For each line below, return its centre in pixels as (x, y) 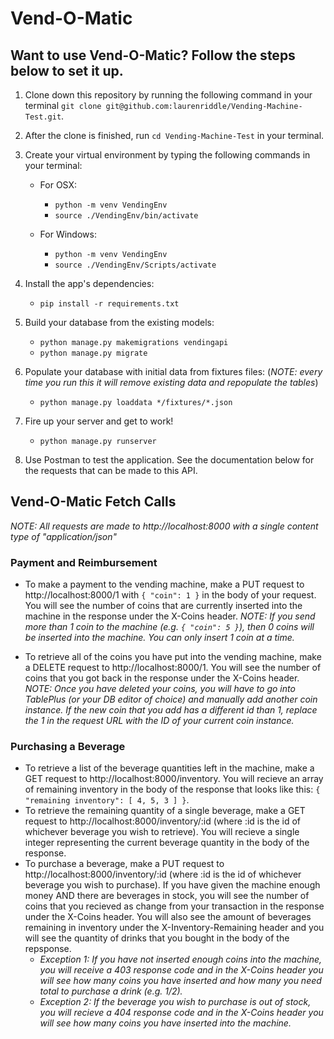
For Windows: (68, 234)
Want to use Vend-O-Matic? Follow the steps (153, 55)
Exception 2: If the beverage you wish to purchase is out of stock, (175, 1002)
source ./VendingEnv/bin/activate (126, 216)
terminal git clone (63, 105)
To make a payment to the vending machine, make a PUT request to (164, 584)
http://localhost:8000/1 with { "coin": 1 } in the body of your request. (170, 595)
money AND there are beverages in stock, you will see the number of (167, 896)
